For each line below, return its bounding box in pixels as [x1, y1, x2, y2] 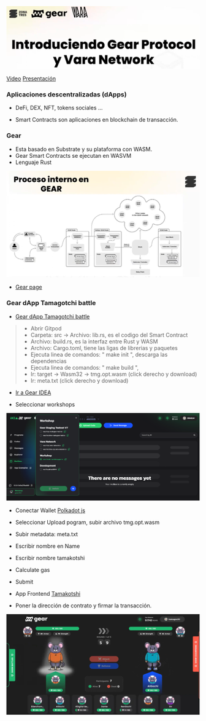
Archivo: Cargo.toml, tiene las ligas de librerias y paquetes [30, 344, 178, 351]
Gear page [15, 283, 42, 291]
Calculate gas [15, 566, 50, 574]
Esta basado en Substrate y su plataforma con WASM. [15, 145, 153, 153]
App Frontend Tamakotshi [15, 590, 81, 597]
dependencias [30, 357, 67, 365]
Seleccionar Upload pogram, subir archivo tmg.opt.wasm [15, 518, 160, 526]
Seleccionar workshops [15, 400, 75, 408]
